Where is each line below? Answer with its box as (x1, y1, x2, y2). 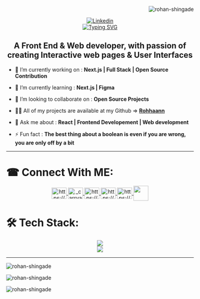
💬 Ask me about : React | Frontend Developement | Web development (14, 118, 189, 125)
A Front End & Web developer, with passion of (14, 41, 186, 51)
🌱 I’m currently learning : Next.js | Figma (14, 84, 115, 91)
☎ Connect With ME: (6, 166, 114, 179)
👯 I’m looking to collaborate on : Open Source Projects (14, 95, 149, 103)
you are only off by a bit (14, 139, 74, 146)
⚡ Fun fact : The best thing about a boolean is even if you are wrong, (14, 130, 186, 137)
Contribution (14, 72, 48, 79)
